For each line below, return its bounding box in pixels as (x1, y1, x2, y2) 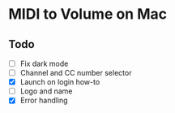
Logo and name (19, 86, 73, 96)
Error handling (19, 95, 68, 106)
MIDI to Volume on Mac (8, 5, 168, 24)
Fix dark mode (19, 59, 69, 68)
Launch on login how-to (19, 77, 100, 87)
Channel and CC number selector (19, 68, 132, 78)
